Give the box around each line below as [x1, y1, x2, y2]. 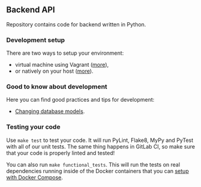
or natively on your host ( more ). [14, 67, 94, 75]
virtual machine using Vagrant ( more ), [14, 61, 109, 69]
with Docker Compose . [6, 174, 63, 181]
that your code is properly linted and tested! [6, 149, 115, 156]
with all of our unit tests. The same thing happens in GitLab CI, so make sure [6, 143, 196, 150]
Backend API [6, 5, 55, 15]
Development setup [6, 35, 65, 44]
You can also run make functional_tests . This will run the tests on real [6, 161, 181, 168]
